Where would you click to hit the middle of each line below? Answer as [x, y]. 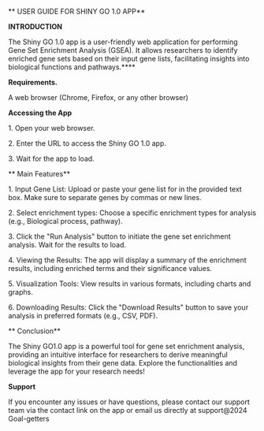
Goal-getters [29, 418]
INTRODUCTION [35, 26]
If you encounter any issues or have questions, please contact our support [129, 402]
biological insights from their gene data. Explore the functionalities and [123, 363]
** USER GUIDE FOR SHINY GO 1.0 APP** [77, 11]
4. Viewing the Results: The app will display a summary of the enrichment [127, 260]
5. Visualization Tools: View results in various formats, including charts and [130, 284]
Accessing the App [40, 113]
